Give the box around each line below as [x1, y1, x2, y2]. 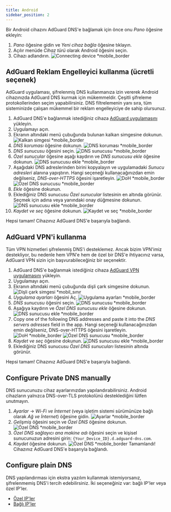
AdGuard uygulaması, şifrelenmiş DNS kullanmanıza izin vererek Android [6, 89, 159, 95]
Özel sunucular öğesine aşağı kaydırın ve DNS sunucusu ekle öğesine [13, 153, 160, 159]
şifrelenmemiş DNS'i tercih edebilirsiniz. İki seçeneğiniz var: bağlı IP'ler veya [6, 480, 166, 486]
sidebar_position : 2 [6, 12, 50, 17]
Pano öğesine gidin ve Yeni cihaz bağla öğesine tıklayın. [13, 42, 132, 48]
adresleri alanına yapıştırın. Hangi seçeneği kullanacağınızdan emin [13, 170, 155, 176]
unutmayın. [6, 398, 30, 404]
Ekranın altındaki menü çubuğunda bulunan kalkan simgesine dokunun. [13, 132, 163, 138]
